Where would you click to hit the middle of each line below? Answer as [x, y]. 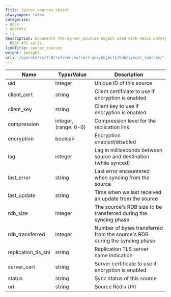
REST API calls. [27, 43]
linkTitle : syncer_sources [34, 48]
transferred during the [121, 213]
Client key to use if [117, 106]
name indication [113, 256]
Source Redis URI [115, 287]
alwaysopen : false [25, 15]
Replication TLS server [122, 249]
